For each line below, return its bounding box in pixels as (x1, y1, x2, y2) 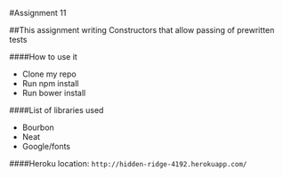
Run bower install (21, 88, 86, 98)
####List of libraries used (9, 105, 104, 115)
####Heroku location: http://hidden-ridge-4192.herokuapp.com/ (9, 158, 247, 168)
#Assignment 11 (9, 8, 67, 18)
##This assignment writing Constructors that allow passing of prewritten (9, 25, 275, 35)
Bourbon (21, 122, 55, 133)
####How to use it (9, 52, 77, 61)
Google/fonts (21, 142, 71, 151)
